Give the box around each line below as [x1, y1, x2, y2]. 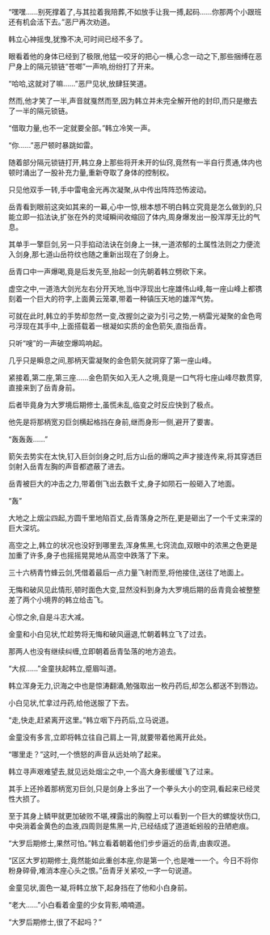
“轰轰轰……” [8, 435, 49, 444]
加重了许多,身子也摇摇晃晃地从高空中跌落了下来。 [8, 550, 174, 560]
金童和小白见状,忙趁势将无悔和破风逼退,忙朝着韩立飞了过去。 [8, 630, 212, 638]
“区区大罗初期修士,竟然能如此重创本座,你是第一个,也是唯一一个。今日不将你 [8, 856, 259, 865]
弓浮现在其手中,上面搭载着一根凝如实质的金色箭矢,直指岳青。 [8, 322, 212, 331]
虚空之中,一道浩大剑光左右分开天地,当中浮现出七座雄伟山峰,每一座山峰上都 [8, 284, 256, 293]
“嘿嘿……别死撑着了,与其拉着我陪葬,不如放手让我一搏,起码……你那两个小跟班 [8, 7, 262, 16]
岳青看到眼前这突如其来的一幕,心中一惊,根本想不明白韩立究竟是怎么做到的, [8, 202, 256, 212]
